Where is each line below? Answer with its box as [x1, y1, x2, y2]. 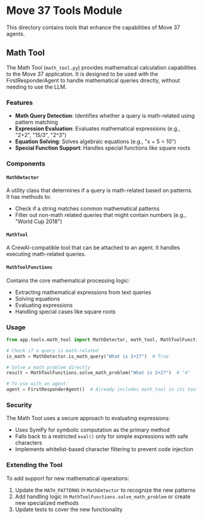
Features [6, 98, 33, 107]
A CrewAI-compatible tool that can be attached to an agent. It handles [6, 244, 180, 252]
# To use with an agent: [6, 381, 69, 387]
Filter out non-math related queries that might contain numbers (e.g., [14, 212, 187, 219]
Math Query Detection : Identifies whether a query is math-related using [14, 112, 195, 119]
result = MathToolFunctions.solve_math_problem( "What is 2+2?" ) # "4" [6, 370, 190, 376]
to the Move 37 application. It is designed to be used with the [6, 70, 158, 78]
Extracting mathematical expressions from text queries [14, 289, 152, 296]
